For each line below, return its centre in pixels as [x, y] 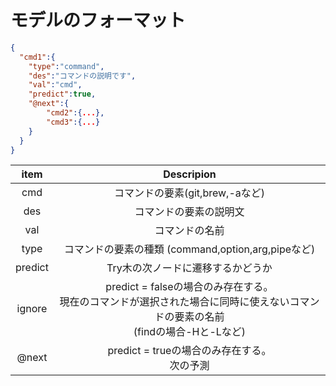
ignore [32, 309]
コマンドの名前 [189, 231]
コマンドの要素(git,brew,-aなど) [189, 193]
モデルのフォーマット [98, 20]
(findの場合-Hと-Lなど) [190, 332]
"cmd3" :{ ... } [73, 122]
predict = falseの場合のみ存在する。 [189, 287]
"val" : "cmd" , [55, 85]
